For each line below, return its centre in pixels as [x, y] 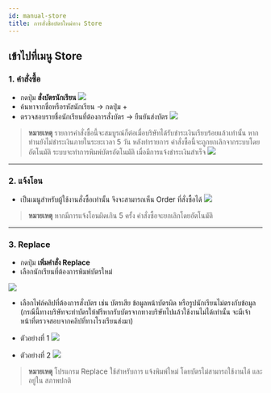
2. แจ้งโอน [25, 181]
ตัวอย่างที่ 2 [35, 355]
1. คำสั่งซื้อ [25, 79]
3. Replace [29, 245]
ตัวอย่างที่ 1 [35, 338]
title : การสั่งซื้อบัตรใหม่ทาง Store [55, 23]
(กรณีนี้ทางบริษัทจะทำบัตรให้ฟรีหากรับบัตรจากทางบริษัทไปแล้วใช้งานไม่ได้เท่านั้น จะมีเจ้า [135, 311]
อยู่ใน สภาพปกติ [50, 380]
